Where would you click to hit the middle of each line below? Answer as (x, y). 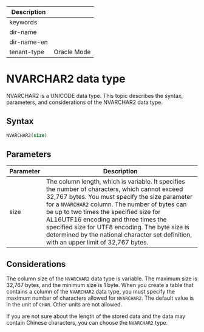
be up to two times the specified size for (103, 212)
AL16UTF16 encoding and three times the (106, 220)
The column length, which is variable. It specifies (115, 182)
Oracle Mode (72, 52)
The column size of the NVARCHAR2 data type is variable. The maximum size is (102, 278)
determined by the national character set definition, (119, 235)
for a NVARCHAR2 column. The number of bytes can (116, 204)
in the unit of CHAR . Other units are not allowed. (64, 305)
